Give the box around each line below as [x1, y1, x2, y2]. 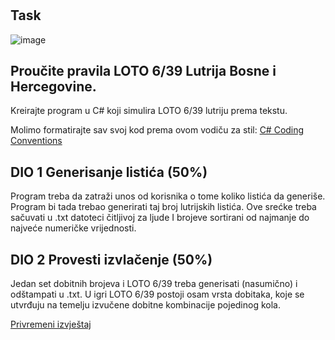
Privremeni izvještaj [10, 318, 92, 331]
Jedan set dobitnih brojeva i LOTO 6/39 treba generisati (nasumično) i [10, 278, 298, 290]
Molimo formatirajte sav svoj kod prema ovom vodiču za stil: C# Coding [10, 124, 305, 136]
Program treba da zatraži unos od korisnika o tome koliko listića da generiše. [10, 190, 326, 202]
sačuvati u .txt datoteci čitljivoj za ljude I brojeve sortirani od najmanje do [10, 212, 310, 224]
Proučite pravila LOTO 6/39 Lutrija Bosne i [10, 63, 277, 79]
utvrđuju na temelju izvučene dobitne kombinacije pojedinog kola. [10, 299, 281, 311]
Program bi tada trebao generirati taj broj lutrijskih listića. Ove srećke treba [10, 201, 317, 213]
